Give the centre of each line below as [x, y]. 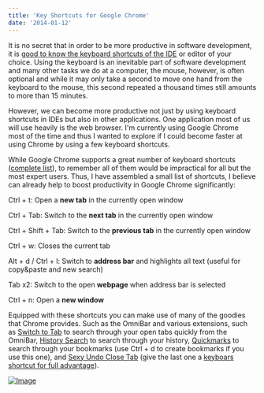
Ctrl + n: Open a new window [56, 299]
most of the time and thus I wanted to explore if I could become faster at [125, 135]
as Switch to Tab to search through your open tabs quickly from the [118, 332]
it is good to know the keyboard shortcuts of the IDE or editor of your [120, 54]
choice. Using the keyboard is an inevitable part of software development [127, 62]
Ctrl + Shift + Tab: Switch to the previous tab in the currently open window [129, 230]
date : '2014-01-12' [40, 23]
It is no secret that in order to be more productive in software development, [130, 45]
